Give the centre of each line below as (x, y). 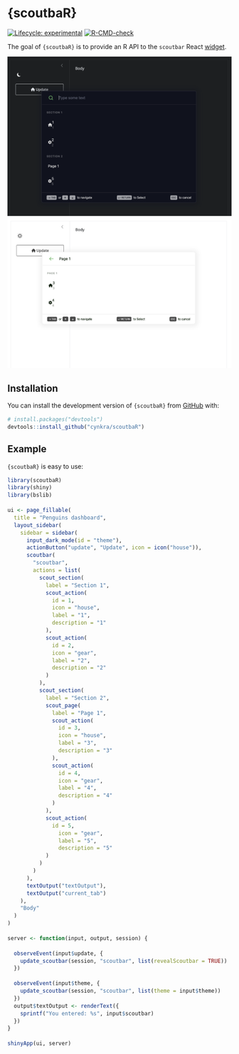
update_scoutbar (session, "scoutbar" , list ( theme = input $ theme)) (121, 991)
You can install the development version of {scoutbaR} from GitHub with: (113, 405)
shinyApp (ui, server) (39, 1044)
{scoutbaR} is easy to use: (46, 466)
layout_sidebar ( (38, 525)
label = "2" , (71, 660)
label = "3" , (78, 743)
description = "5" (85, 848)
